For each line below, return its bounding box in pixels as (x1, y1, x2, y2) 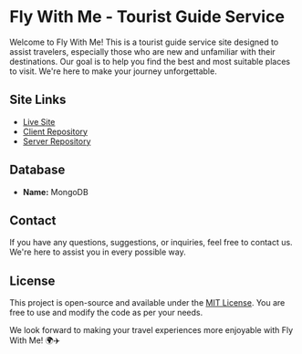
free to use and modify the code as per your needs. (9, 307, 203, 318)
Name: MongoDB (22, 186, 89, 197)
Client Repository (22, 126, 89, 137)
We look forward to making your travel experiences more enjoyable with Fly (9, 325, 294, 336)
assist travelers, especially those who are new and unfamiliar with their (9, 46, 276, 57)
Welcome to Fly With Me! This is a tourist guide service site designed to (9, 36, 279, 47)
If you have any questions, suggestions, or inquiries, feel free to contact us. (9, 237, 294, 248)
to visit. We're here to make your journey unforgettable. (9, 66, 217, 77)
